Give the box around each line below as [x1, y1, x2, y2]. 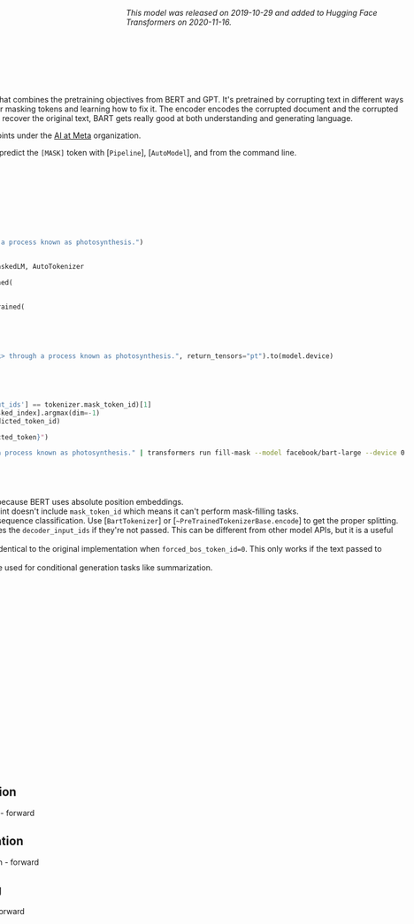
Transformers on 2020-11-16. [126, 17, 232, 27]
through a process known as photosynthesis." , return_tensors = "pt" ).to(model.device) [9, 352, 334, 361]
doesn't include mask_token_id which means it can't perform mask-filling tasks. [11, 506, 300, 516]
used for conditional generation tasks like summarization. [4, 562, 213, 573]
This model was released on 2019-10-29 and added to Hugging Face [126, 8, 378, 18]
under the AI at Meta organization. [16, 130, 142, 141]
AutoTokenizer [32, 262, 85, 271]
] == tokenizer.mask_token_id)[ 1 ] [24, 400, 152, 409]
